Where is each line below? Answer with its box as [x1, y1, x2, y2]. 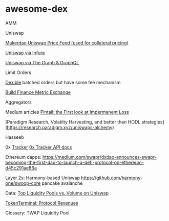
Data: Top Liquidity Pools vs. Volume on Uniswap [5, 190, 109, 196]
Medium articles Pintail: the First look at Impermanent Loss [5, 109, 129, 115]
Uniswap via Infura [5, 50, 45, 56]
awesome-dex [5, 3, 68, 15]
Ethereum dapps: [5, 154, 42, 160]
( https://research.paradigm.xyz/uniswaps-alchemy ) [5, 124, 114, 130]
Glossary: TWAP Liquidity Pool [5, 210, 70, 216]
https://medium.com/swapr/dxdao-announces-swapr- [43, 154, 157, 160]
